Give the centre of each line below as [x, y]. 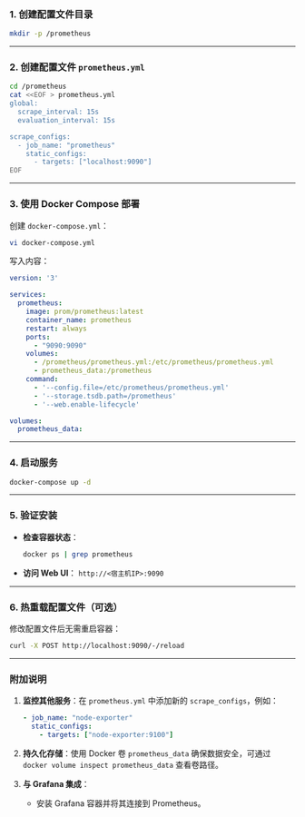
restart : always [57, 329]
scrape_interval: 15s [59, 112]
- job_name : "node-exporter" [78, 718]
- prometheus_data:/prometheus [93, 371]
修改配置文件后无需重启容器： [65, 628]
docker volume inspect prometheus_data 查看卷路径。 [123, 764]
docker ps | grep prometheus [78, 554]
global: [24, 103]
